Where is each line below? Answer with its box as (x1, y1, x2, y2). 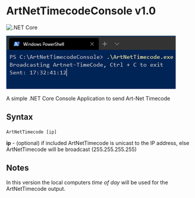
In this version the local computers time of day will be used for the (6, 178, 168, 186)
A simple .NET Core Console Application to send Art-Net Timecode (6, 95, 171, 102)
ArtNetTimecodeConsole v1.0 (6, 4, 156, 18)
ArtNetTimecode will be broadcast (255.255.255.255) (6, 146, 137, 153)
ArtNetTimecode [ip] (6, 129, 58, 135)
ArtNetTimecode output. (6, 185, 66, 192)
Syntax (6, 112, 33, 122)
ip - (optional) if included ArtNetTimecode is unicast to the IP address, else (6, 139, 190, 146)
